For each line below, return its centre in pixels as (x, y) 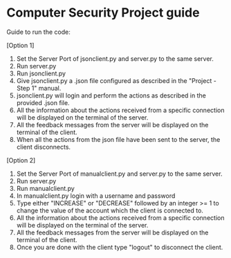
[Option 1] (20, 45)
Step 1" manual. (39, 88)
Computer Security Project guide (103, 13)
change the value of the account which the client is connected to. (110, 210)
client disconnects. (43, 147)
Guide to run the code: (38, 32)
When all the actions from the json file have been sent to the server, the (118, 139)
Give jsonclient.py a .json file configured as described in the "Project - (117, 80)
